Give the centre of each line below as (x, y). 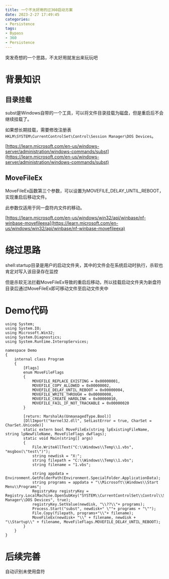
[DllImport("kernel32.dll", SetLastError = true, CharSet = (88, 421)
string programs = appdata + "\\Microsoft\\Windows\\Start (95, 482)
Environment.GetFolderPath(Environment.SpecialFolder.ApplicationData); (83, 478)
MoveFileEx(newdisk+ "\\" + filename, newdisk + (84, 518)
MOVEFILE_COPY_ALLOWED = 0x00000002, (72, 386)
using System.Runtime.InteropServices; (47, 342)
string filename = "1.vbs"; (62, 465)
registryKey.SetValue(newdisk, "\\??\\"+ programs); (88, 505)
